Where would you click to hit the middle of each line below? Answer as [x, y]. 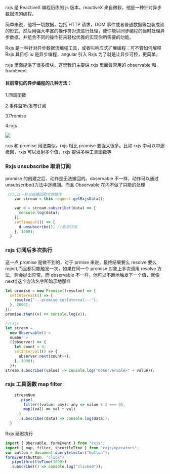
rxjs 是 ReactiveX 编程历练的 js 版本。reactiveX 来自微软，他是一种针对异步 [83, 7]
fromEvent [16, 71]
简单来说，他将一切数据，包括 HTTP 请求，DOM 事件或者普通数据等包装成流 [85, 25]
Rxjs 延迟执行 [19, 434]
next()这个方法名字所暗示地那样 [38, 281]
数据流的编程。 [21, 14]
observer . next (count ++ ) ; [45, 356]
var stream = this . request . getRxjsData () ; [60, 199]
